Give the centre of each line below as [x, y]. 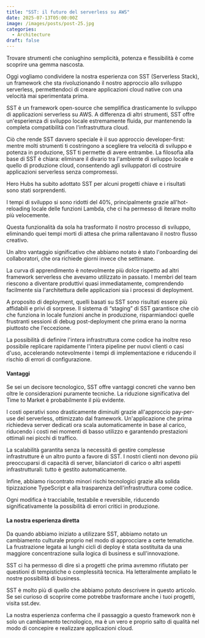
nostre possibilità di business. [44, 578]
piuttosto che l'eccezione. [39, 328]
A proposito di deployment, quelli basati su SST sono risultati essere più [97, 302]
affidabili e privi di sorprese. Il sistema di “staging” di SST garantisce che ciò [102, 308]
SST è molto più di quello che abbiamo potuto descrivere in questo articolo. [102, 590]
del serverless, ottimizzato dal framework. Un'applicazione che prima [104, 418]
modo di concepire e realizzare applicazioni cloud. [70, 628]
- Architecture [31, 35]
